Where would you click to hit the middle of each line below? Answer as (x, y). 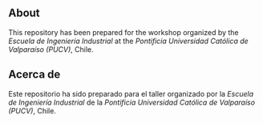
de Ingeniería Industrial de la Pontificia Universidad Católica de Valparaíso (131, 102)
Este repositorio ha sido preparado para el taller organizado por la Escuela (131, 93)
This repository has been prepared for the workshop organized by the (123, 32)
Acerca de (34, 75)
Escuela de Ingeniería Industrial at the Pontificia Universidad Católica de (128, 41)
